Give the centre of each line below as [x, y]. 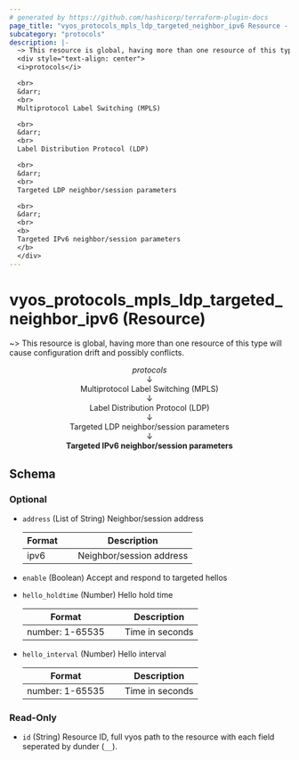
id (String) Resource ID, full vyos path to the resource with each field [148, 737]
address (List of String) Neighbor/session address [113, 519]
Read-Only [33, 718]
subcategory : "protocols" [57, 34]
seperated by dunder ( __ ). [70, 747]
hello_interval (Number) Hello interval [94, 654]
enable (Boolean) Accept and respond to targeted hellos [125, 578]
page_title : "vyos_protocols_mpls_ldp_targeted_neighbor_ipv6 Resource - [149, 26]
